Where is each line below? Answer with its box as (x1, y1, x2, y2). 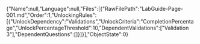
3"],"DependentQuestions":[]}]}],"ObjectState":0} (6, 31, 129, 38)
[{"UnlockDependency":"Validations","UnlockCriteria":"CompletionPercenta (6, 18, 194, 25)
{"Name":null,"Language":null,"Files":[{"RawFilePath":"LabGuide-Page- (6, 5, 184, 12)
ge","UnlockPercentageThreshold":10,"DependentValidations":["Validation (6, 24, 189, 31)
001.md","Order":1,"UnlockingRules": (6, 11, 97, 19)
